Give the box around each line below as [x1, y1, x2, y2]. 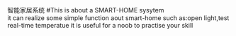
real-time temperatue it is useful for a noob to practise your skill [7, 21, 193, 29]
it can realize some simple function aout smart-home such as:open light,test [7, 14, 230, 22]
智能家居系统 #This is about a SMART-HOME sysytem [7, 6, 164, 14]
